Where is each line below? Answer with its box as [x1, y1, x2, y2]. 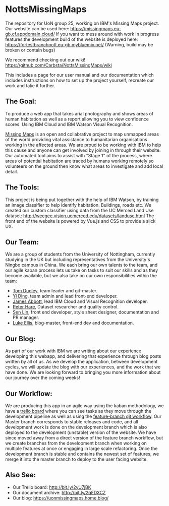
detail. [5, 168, 19, 174]
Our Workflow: [5, 389, 52, 398]
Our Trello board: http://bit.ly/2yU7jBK [12, 484, 92, 490]
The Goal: [5, 97, 37, 106]
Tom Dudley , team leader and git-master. [12, 288, 98, 294]
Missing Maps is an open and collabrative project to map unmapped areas [5, 131, 159, 137]
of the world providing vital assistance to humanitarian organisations [5, 136, 147, 142]
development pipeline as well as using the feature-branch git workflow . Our [5, 413, 162, 419]
